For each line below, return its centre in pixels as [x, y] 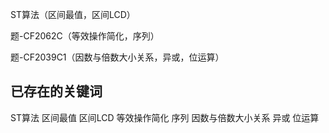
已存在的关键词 [56, 91]
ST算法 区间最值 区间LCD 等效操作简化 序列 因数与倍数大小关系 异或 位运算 [165, 117]
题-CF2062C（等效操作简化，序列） [85, 36]
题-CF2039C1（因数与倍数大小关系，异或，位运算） [117, 57]
